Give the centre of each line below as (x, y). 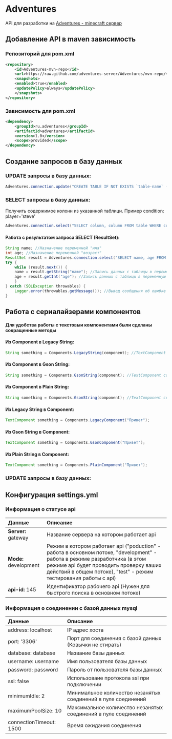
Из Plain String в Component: (37, 454)
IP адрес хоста (85, 630)
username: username (34, 662)
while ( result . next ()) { (41, 267)
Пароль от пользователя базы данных (114, 670)
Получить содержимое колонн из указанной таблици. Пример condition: (85, 211)
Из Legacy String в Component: (40, 409)
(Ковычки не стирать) (94, 645)
